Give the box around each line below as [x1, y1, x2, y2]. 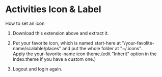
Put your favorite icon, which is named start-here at [12, 40, 121, 46]
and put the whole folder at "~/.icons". [62, 45, 143, 51]
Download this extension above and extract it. [12, 30, 109, 36]
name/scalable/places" [12, 45, 62, 51]
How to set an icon [5, 20, 45, 26]
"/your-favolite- [122, 40, 154, 46]
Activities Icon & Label [5, 4, 101, 15]
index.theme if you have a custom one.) [12, 56, 96, 62]
